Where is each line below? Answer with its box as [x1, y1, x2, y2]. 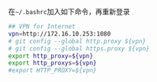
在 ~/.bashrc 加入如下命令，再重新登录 [8, 7, 130, 16]
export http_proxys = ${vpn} [8, 59, 97, 67]
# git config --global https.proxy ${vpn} [8, 44, 150, 53]
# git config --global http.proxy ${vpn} [8, 37, 147, 45]
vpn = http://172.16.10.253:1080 [8, 30, 111, 38]
